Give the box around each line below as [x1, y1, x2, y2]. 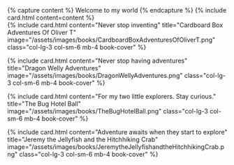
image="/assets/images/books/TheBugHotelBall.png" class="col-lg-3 [7, 107, 208, 115]
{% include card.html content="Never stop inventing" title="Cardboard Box [7, 21, 224, 29]
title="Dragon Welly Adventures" [7, 64, 101, 72]
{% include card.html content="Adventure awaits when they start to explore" [7, 128, 228, 136]
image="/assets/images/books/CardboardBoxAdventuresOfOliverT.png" [7, 36, 216, 44]
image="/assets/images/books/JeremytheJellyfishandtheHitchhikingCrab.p [7, 143, 225, 151]
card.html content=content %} [7, 13, 95, 22]
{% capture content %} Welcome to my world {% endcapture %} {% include [7, 6, 227, 14]
